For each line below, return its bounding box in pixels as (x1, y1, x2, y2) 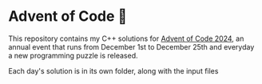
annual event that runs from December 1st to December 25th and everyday (8, 42, 255, 51)
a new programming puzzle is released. (8, 50, 138, 60)
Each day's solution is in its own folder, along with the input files (8, 66, 219, 75)
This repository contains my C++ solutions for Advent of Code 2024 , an (8, 34, 244, 43)
